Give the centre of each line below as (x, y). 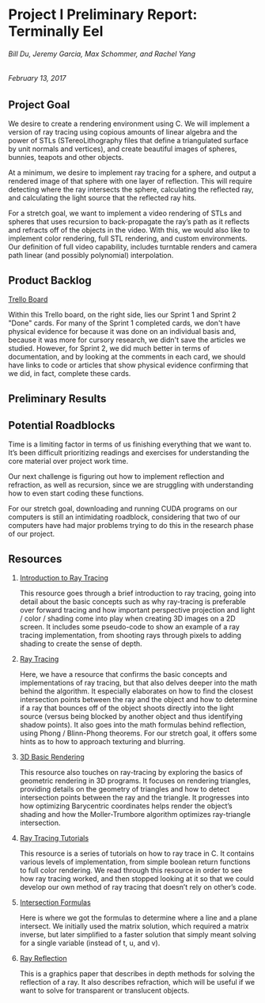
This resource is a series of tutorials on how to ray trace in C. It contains (137, 853)
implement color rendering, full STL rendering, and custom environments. (128, 238)
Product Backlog (50, 280)
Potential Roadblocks (62, 426)
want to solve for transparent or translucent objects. (104, 990)
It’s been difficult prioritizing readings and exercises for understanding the (129, 453)
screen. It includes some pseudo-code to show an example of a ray (129, 627)
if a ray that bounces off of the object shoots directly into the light (127, 708)
